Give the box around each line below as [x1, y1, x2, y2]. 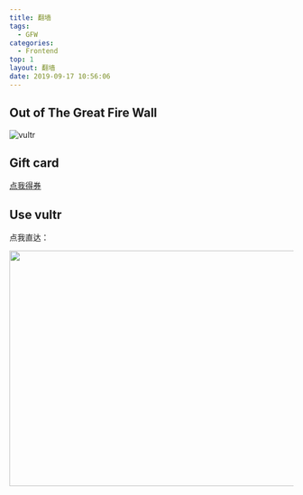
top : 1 [9, 55, 34, 64]
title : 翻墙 [9, 13, 51, 23]
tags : [9, 22, 30, 31]
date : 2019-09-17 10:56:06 [9, 72, 111, 81]
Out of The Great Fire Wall [9, 105, 158, 121]
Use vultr [9, 206, 62, 222]
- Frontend [17, 47, 59, 56]
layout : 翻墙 [9, 64, 56, 73]
